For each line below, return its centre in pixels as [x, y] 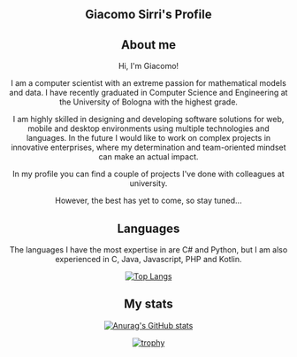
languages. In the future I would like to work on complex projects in [148, 138]
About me [148, 45]
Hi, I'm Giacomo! [148, 66]
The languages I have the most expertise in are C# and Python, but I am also [148, 250]
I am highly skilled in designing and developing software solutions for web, [148, 120]
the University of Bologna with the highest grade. [148, 102]
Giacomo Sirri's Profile [148, 15]
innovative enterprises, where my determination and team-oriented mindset [148, 147]
